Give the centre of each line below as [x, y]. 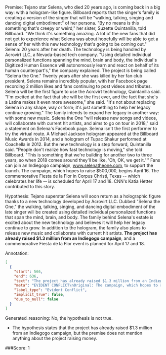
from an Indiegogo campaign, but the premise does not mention [77, 333]
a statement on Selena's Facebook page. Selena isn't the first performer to [81, 128]
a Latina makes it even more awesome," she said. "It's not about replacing [80, 102]
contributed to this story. [30, 186]
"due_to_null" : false [36, 299]
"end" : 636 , [26, 276]
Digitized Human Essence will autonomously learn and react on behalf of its [82, 65]
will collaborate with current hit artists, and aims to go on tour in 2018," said [82, 123]
